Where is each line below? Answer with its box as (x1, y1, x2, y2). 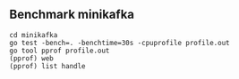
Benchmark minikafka (9, 7, 135, 22)
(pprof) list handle (9, 61, 87, 70)
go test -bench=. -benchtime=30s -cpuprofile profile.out (9, 38, 230, 47)
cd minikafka (9, 30, 58, 39)
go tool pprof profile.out (9, 46, 110, 55)
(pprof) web (9, 53, 54, 63)
